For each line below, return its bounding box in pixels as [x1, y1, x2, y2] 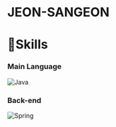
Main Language [7, 61, 62, 71]
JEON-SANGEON [7, 4, 110, 20]
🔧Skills [7, 37, 48, 53]
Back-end [7, 95, 42, 105]
